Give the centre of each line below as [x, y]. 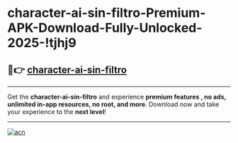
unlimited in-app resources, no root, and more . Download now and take [113, 104]
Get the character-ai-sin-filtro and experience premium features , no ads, [117, 97]
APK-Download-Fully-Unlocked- [105, 28]
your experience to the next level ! [57, 112]
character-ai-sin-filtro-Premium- [107, 13]
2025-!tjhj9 [42, 43]
